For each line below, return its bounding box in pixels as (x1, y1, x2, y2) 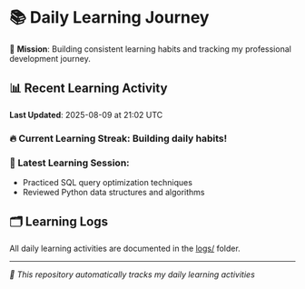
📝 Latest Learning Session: (9, 156, 130, 169)
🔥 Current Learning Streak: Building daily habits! (9, 132, 228, 144)
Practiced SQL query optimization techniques (22, 176, 193, 187)
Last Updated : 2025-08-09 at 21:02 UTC (9, 109, 163, 120)
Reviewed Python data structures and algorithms (22, 186, 205, 197)
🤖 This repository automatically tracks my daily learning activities (9, 269, 256, 280)
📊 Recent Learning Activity (9, 81, 168, 96)
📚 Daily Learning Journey (9, 7, 210, 28)
